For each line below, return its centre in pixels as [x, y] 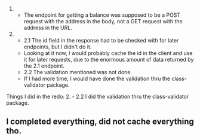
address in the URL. [48, 28]
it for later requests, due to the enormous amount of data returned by [109, 60]
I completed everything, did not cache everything [100, 122]
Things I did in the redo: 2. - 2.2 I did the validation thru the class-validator [98, 96]
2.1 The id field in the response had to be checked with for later [101, 40]
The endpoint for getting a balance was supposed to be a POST [102, 15]
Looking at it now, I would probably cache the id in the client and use [108, 53]
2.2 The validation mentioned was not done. [78, 72]
